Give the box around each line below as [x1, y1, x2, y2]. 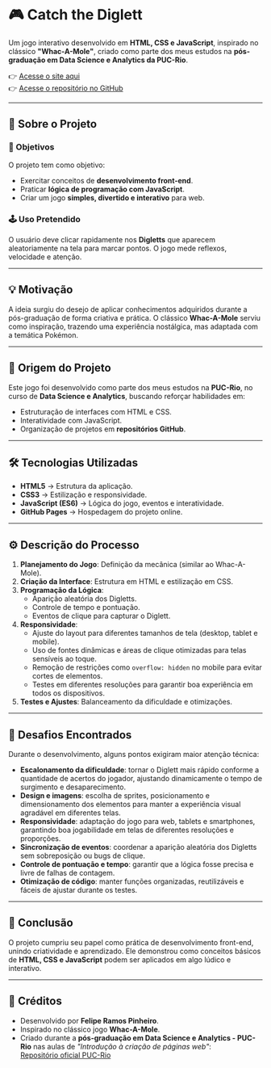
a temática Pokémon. [8, 330, 79, 339]
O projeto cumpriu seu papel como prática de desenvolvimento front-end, [8, 937, 254, 947]
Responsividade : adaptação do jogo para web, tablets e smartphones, [19, 816, 256, 826]
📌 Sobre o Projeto [8, 117, 98, 131]
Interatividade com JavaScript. [19, 415, 123, 425]
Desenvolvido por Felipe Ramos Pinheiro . [19, 1015, 159, 1025]
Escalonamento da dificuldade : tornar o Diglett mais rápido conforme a [19, 764, 260, 775]
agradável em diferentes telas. [19, 808, 121, 818]
